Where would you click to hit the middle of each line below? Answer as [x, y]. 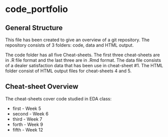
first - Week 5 [27, 108]
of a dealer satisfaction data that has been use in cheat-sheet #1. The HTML [84, 65]
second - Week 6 [31, 113]
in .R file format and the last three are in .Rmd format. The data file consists [83, 60]
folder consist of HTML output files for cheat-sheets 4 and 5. [69, 71]
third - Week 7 [27, 119]
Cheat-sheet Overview [42, 87]
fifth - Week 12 [28, 129]
